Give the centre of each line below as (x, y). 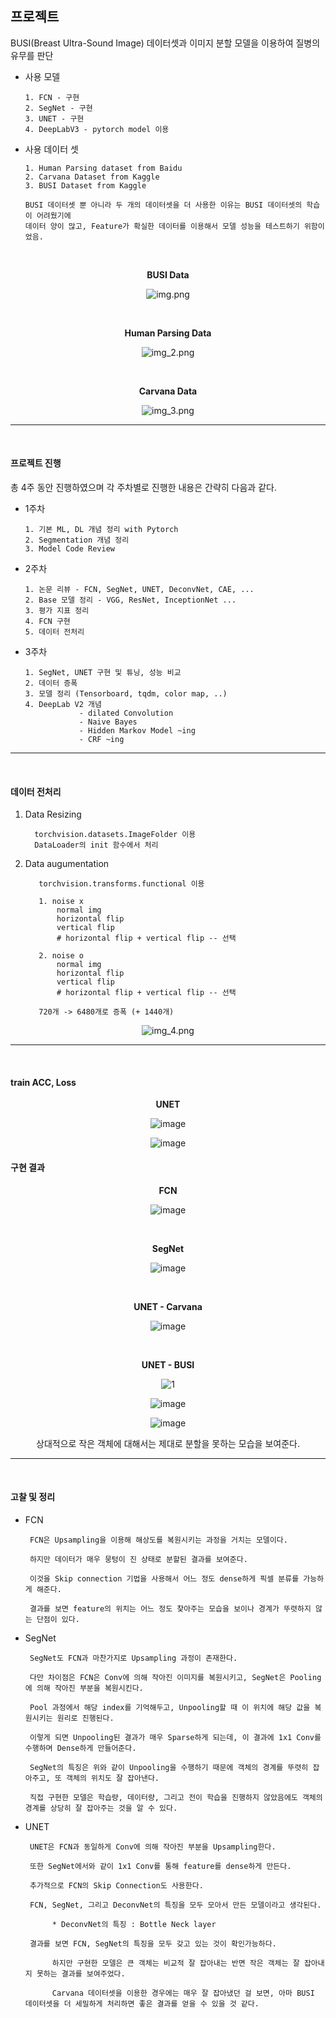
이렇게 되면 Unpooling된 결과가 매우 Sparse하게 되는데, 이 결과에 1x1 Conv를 (175, 1737)
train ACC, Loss (43, 1082)
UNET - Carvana (168, 1306)
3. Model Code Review (69, 549)
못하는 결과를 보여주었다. (81, 1973)
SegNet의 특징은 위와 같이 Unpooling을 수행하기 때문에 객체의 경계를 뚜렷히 (169, 1767)
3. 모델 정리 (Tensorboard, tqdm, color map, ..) (126, 694)
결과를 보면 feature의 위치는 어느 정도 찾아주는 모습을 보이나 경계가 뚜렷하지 (170, 1608)
